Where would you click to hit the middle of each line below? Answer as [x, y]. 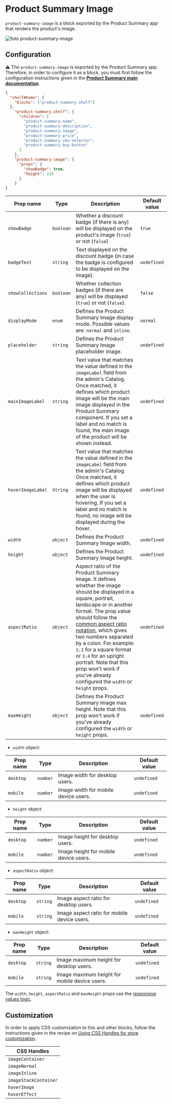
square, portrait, [95, 598]
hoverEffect [23, 1094]
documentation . [23, 83]
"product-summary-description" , [58, 126]
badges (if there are [100, 290]
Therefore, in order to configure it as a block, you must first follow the [79, 72]
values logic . [19, 999]
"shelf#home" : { [27, 97]
